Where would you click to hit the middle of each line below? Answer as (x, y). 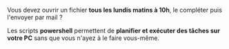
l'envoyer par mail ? (35, 17)
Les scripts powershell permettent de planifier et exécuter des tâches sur (114, 31)
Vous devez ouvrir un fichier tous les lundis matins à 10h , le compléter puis (115, 10)
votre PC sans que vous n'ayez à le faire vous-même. (83, 38)
